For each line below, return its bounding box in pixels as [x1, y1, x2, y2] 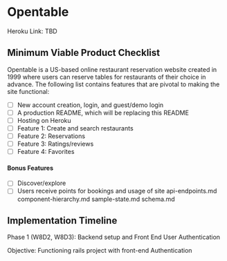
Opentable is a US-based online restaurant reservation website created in [7, 65, 217, 73]
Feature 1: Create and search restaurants [17, 124, 134, 132]
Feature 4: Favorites [17, 148, 75, 156]
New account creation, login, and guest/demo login [17, 101, 164, 109]
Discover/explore [17, 179, 66, 187]
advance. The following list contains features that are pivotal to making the [7, 80, 220, 88]
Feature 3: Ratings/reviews [17, 139, 94, 148]
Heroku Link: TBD [7, 27, 57, 35]
